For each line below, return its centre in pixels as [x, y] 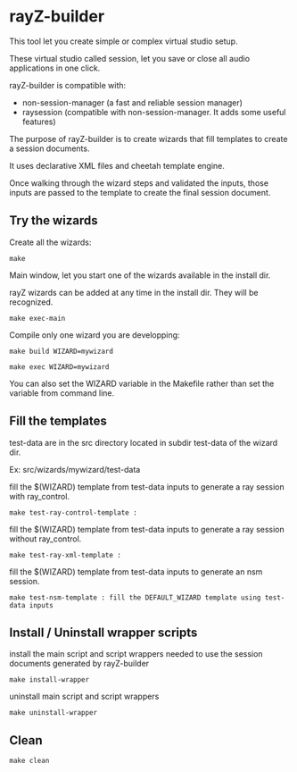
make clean [29, 761]
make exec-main [37, 318]
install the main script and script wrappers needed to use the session [136, 654]
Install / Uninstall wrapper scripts [103, 632]
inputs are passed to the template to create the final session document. [140, 192]
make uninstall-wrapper [54, 713]
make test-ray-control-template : [74, 512]
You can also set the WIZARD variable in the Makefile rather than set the [142, 383]
